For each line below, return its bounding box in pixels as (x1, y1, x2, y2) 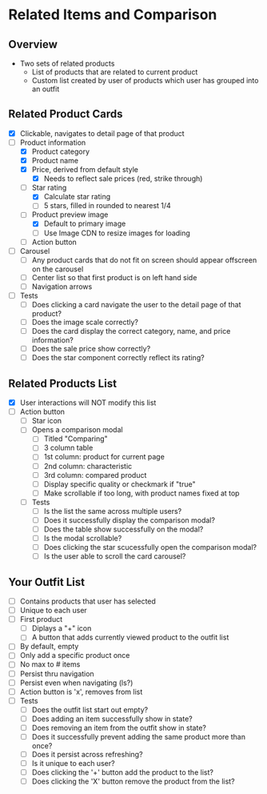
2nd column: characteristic (43, 461, 133, 471)
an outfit (31, 84, 60, 94)
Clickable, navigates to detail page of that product (19, 128, 185, 138)
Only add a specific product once (19, 651, 130, 660)
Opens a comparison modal (31, 425, 123, 435)
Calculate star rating (43, 192, 110, 202)
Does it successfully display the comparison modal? (43, 515, 216, 525)
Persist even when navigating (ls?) (19, 678, 133, 688)
